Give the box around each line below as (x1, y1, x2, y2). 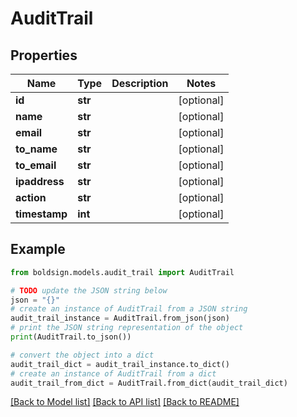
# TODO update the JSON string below (10, 285, 168, 296)
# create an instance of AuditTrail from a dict (10, 368, 217, 379)
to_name (15, 142, 58, 156)
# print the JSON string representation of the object (10, 323, 244, 333)
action (15, 191, 47, 204)
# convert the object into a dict (10, 350, 155, 360)
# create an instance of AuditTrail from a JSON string (10, 304, 248, 314)
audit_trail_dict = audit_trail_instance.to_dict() (10, 359, 230, 369)
